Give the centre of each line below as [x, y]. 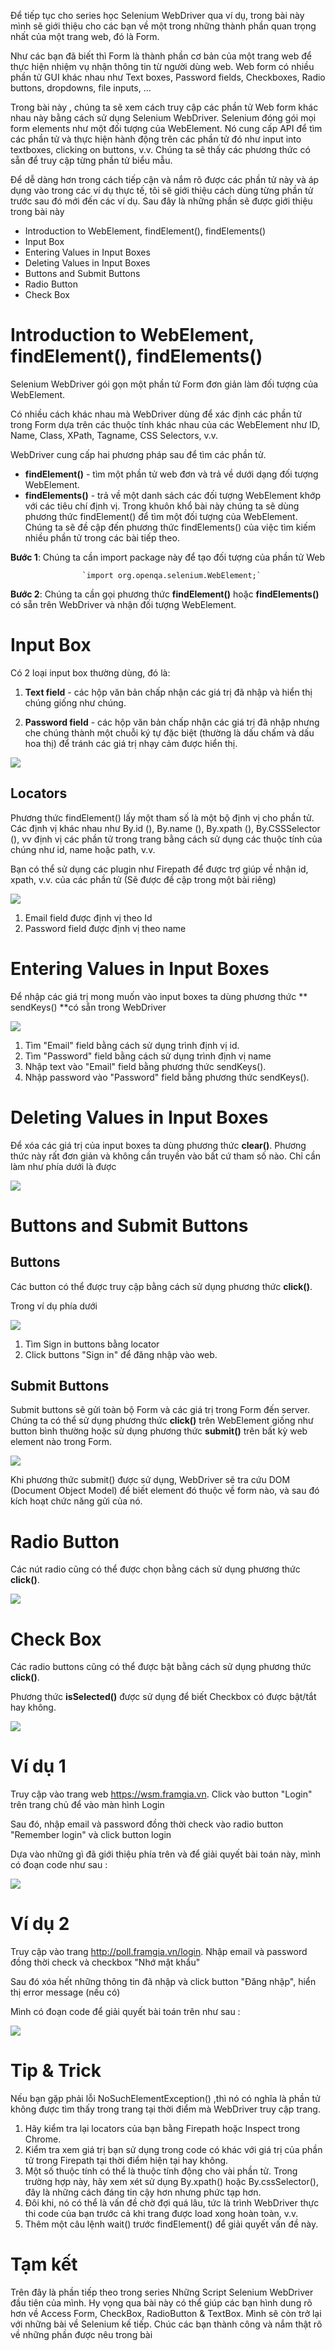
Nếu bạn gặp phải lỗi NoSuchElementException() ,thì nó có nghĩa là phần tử [165, 2099]
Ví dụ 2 [40, 1924]
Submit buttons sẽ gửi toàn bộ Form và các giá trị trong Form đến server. [160, 1410]
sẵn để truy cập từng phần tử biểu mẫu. [91, 160]
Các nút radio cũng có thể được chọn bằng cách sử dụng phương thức [155, 1569]
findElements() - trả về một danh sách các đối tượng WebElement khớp [172, 495]
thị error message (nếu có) [65, 1992]
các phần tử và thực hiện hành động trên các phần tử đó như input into [156, 139]
